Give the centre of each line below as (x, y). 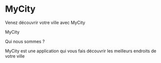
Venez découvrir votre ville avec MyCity (45, 22)
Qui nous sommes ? (25, 41)
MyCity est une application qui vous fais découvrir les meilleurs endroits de (81, 51)
